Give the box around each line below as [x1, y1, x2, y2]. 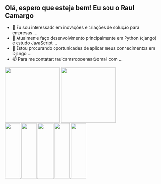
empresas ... [12, 29, 37, 36]
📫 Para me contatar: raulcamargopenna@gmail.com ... [12, 56, 123, 61]
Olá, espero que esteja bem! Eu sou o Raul [5, 4, 135, 12]
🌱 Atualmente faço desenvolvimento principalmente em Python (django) [12, 35, 157, 41]
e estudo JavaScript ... [12, 40, 57, 46]
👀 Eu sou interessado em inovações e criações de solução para [12, 24, 140, 30]
